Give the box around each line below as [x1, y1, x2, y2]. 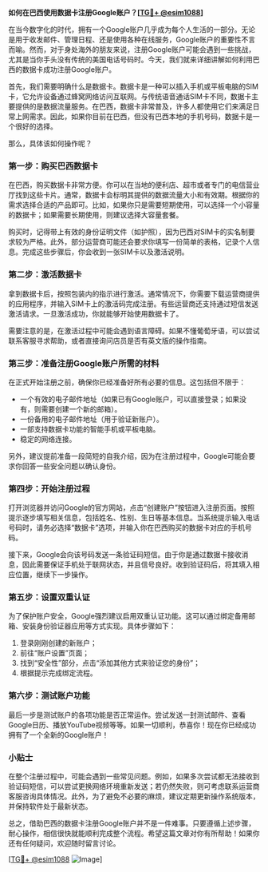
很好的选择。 [14, 121, 57, 131]
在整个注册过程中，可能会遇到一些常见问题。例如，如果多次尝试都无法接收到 [8, 771, 260, 782]
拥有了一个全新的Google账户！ [8, 730, 109, 739]
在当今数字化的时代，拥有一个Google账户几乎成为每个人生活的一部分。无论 [8, 25, 256, 34]
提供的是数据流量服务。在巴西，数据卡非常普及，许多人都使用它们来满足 [14, 102, 253, 111]
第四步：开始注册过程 [8, 483, 90, 494]
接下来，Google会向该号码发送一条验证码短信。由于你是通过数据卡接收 [8, 550, 242, 559]
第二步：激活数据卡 [8, 269, 82, 281]
